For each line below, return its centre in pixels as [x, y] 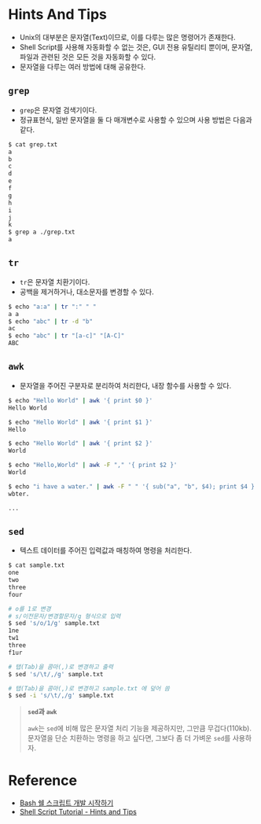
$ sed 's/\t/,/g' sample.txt [56, 674]
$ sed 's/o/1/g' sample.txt [54, 624]
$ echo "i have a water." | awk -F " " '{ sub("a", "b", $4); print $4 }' [133, 486]
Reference [42, 780]
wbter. [19, 494]
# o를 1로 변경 [29, 609]
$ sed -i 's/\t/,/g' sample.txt [61, 696]
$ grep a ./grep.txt [42, 232]
